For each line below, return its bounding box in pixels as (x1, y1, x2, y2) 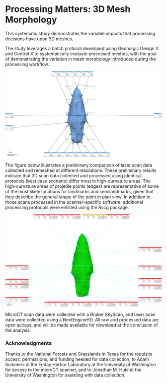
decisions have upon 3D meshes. (5, 36, 74, 42)
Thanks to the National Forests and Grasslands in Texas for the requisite (5, 351, 153, 357)
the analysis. (5, 327, 31, 333)
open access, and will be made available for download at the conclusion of (5, 322, 158, 328)
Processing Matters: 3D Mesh (5, 3, 131, 15)
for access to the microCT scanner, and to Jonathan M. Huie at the (5, 367, 142, 373)
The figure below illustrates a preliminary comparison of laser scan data (5, 162, 153, 168)
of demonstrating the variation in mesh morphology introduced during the (5, 56, 156, 62)
